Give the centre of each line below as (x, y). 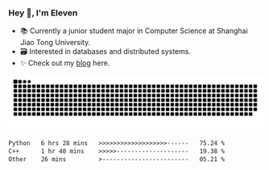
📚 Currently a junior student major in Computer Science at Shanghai (134, 31)
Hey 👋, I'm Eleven (43, 13)
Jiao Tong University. (55, 43)
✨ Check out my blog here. (65, 63)
